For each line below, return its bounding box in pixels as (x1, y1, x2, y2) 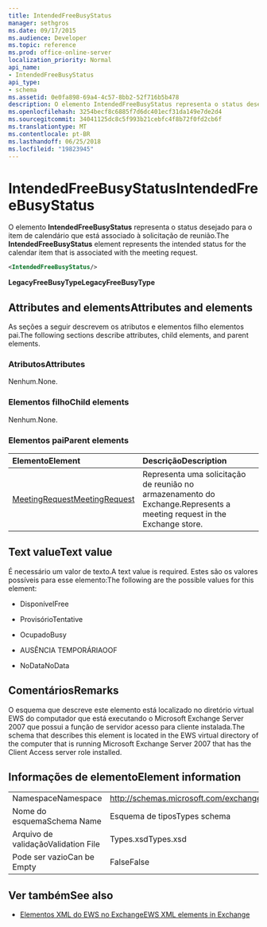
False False (110, 857, 149, 868)
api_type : (8, 78, 41, 86)
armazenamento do (142, 488, 216, 499)
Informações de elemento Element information (8, 770, 242, 784)
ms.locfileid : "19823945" (8, 145, 94, 153)
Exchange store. (142, 518, 203, 530)
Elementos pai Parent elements (8, 435, 130, 446)
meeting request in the (142, 508, 226, 519)
